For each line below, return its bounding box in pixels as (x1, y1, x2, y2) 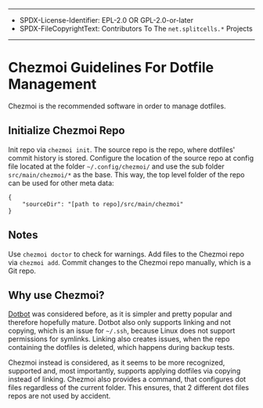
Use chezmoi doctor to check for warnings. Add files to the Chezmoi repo (8, 249, 245, 259)
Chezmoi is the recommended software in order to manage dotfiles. (8, 101, 226, 111)
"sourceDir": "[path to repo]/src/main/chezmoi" (22, 200, 184, 208)
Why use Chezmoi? (8, 288, 105, 302)
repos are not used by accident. (8, 392, 111, 401)
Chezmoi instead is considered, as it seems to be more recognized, (8, 358, 225, 367)
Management (8, 75, 97, 93)
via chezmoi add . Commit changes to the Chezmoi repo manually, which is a (8, 257, 251, 267)
